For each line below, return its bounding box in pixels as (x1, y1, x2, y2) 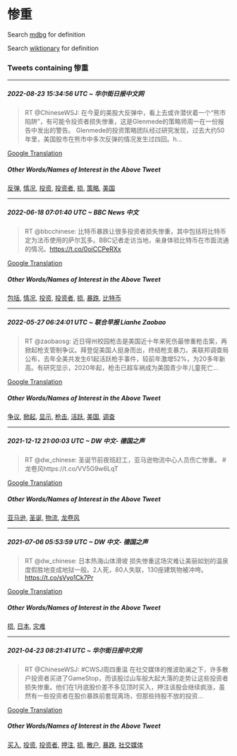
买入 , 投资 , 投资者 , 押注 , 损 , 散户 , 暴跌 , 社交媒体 (7, 740, 143, 749)
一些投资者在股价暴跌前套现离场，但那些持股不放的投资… (37, 691, 203, 700)
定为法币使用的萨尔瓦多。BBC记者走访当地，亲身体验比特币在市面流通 (24, 236, 229, 244)
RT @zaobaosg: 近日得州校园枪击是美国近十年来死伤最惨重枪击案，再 (24, 337, 228, 346)
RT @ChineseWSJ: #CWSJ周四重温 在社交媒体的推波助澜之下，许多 (24, 665, 223, 673)
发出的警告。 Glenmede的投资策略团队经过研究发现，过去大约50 (37, 126, 225, 135)
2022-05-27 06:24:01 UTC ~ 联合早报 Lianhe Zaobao (7, 318, 166, 326)
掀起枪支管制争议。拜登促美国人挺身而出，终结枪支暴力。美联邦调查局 (24, 346, 229, 354)
